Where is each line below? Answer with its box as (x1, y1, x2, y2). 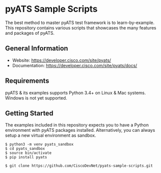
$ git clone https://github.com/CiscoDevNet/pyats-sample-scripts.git (5, 163, 153, 169)
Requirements (5, 77, 49, 85)
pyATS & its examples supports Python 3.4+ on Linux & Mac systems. (5, 90, 146, 96)
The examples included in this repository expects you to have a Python (5, 122, 149, 128)
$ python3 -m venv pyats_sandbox (5, 142, 74, 147)
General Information (5, 44, 68, 52)
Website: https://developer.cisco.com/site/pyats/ (12, 57, 111, 63)
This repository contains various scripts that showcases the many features (5, 25, 157, 30)
